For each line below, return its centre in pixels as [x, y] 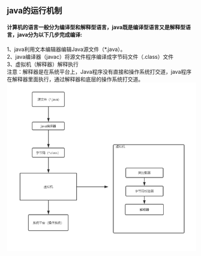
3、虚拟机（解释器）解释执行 [43, 64]
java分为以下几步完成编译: [50, 34]
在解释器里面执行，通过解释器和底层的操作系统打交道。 [75, 79]
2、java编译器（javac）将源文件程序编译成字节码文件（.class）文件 [90, 56]
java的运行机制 [34, 11]
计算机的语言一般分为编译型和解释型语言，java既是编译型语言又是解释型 [96, 27]
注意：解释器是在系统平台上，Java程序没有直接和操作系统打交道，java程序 [99, 71]
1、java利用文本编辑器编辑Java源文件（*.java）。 [66, 49]
